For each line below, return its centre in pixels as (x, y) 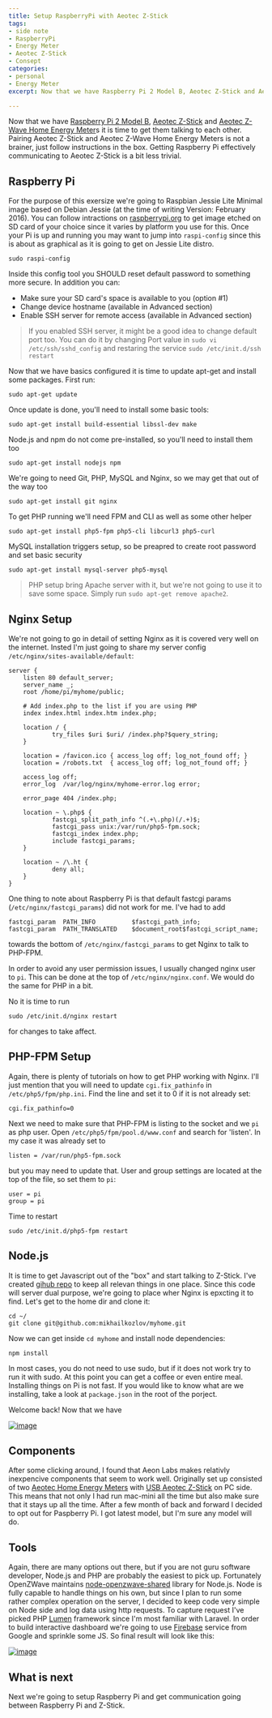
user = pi (25, 1194)
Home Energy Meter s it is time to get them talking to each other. (135, 130)
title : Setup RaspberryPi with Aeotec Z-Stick (88, 16)
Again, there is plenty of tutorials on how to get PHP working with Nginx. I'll (134, 1076)
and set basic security (45, 555)
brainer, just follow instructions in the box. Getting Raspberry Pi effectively (132, 148)
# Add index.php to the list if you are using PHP (110, 706)
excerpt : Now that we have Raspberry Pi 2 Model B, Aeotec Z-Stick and (132, 91)
